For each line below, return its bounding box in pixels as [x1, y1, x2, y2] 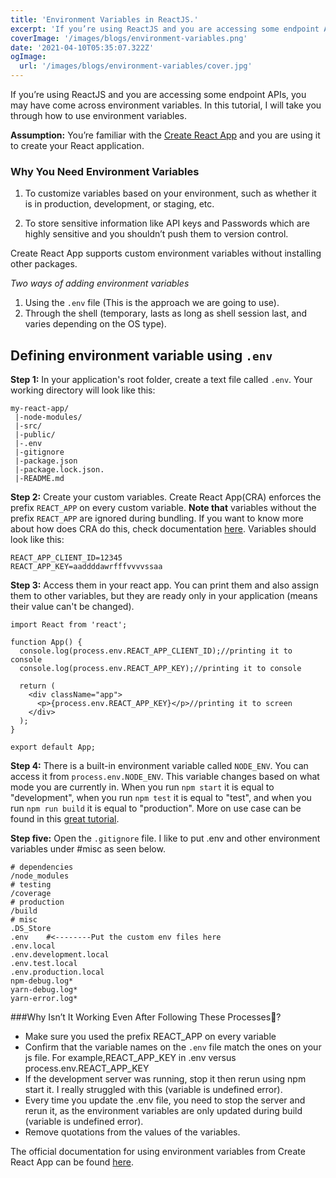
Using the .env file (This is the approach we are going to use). [24, 297, 280, 309]
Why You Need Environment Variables [10, 164, 200, 178]
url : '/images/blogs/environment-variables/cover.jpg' [19, 61, 253, 71]
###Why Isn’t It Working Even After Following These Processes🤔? [10, 1011, 282, 1023]
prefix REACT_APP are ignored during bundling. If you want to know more [10, 512, 304, 525]
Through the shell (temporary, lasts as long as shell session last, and [24, 307, 308, 320]
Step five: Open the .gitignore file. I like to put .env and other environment [10, 832, 321, 845]
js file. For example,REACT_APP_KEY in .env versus [24, 1052, 237, 1064]
